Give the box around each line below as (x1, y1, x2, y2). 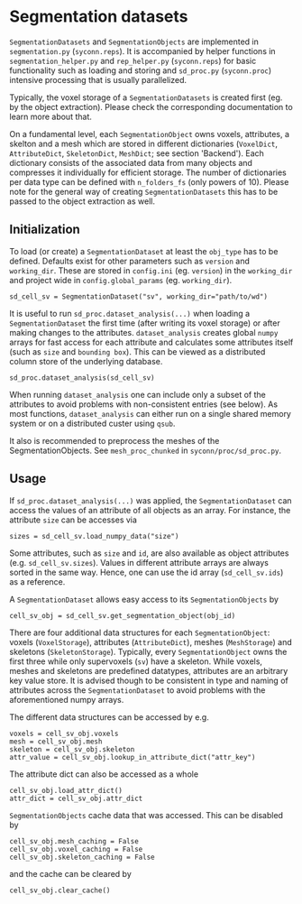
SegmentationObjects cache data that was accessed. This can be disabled (9, 809, 284, 820)
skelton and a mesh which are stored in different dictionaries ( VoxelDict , (9, 138, 278, 149)
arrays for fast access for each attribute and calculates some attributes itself (9, 337, 294, 347)
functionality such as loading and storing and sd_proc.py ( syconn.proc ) (9, 65, 272, 76)
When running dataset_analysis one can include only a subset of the (9, 389, 266, 400)
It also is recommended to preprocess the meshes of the (9, 435, 220, 446)
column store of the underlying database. (9, 355, 163, 366)
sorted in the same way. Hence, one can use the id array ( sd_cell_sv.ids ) (9, 567, 284, 577)
